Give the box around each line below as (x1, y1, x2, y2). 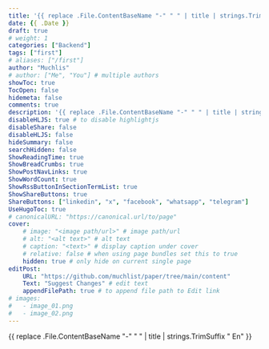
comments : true (8, 101, 59, 109)
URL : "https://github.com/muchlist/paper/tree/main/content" (22, 272, 231, 280)
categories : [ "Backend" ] (8, 42, 91, 50)
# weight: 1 (8, 34, 48, 42)
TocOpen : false (8, 86, 59, 94)
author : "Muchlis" (8, 64, 70, 72)
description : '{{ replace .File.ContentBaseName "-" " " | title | (8, 109, 239, 117)
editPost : (8, 265, 42, 273)
